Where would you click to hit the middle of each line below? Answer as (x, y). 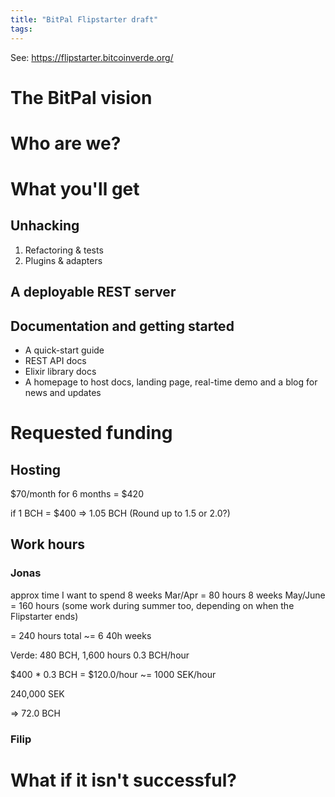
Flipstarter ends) (44, 616)
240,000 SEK (37, 693)
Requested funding (91, 433)
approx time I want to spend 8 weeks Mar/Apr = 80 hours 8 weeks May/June (168, 595)
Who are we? (66, 143)
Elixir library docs (60, 372)
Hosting (36, 469)
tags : (21, 29)
